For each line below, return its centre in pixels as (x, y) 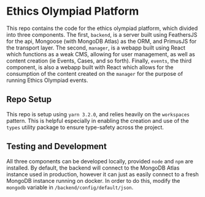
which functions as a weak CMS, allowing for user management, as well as (101, 54)
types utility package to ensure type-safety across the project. (85, 127)
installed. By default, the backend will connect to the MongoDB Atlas (93, 168)
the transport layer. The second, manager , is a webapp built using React (96, 48)
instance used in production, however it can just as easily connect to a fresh (103, 174)
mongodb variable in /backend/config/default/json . (70, 187)
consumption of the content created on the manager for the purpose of (95, 73)
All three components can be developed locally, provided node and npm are (100, 161)
